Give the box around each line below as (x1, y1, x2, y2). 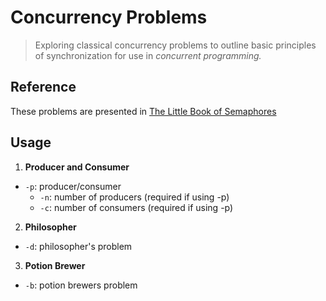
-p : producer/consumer (24, 180, 122, 192)
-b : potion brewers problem (24, 279, 138, 291)
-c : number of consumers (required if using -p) (39, 201, 234, 213)
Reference (10, 79, 77, 96)
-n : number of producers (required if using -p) (39, 191, 230, 203)
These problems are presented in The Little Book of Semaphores (10, 105, 277, 117)
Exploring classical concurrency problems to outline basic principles (34, 39, 317, 51)
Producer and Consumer (24, 161, 130, 173)
